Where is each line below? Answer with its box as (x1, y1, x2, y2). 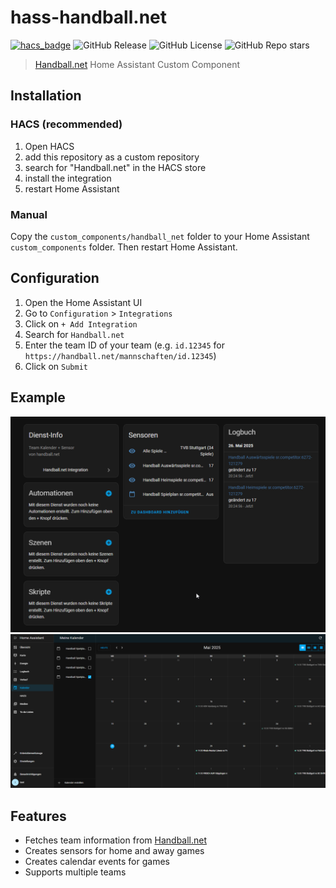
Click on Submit (24, 360, 88, 372)
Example (10, 389, 66, 406)
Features (10, 807, 67, 825)
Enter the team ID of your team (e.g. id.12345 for (24, 339, 226, 351)
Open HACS (24, 140, 75, 152)
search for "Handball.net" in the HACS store (24, 161, 207, 173)
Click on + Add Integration (24, 317, 138, 330)
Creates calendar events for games (24, 855, 170, 867)
